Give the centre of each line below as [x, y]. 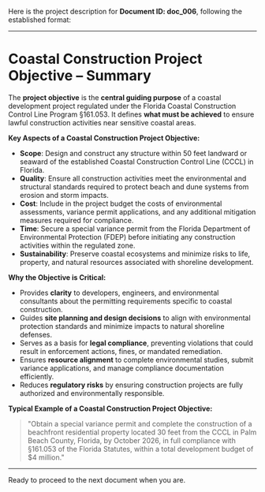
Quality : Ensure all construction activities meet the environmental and [133, 178]
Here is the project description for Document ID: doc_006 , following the [125, 11]
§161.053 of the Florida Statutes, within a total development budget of [140, 449]
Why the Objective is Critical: [57, 277]
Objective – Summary [80, 76]
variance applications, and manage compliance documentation [122, 368]
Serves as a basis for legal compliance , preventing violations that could [136, 343]
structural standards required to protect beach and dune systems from [134, 186]
